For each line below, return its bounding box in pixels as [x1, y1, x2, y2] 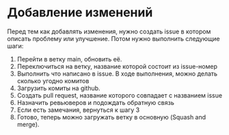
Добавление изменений [7, 5, 153, 20]
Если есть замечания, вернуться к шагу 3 [16, 106, 140, 114]
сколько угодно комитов [16, 76, 90, 85]
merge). [16, 120, 40, 128]
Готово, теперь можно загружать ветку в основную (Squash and [16, 112, 206, 121]
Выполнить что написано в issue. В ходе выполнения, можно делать [16, 70, 217, 78]
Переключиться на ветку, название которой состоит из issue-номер [16, 62, 217, 70]
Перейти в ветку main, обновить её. [16, 55, 122, 63]
